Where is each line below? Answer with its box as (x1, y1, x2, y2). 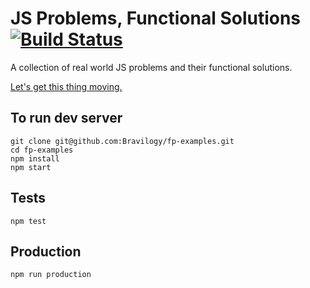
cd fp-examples (10, 145, 74, 155)
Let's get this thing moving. (10, 80, 123, 92)
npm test (10, 216, 47, 226)
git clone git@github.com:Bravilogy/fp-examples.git (10, 136, 235, 146)
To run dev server (10, 110, 123, 127)
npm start (10, 162, 52, 172)
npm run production (10, 270, 92, 280)
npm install (10, 153, 60, 164)
